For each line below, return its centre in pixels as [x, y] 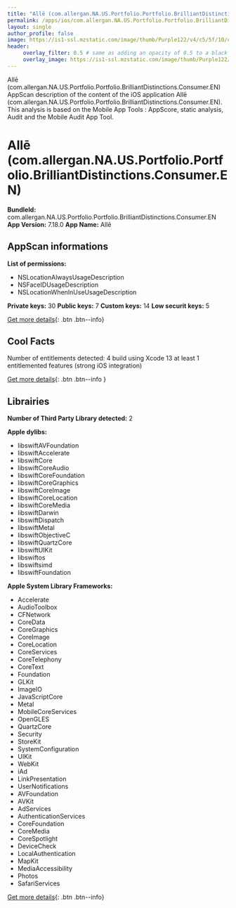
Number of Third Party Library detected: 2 [70, 418]
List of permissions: [37, 264]
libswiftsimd [35, 565]
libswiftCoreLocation [47, 498]
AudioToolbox [37, 607]
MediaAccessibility [45, 869]
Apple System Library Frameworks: [60, 586]
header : [19, 46]
